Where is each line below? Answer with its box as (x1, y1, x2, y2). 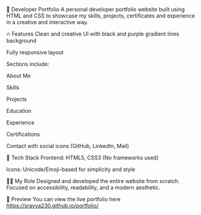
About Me (6, 72, 31, 79)
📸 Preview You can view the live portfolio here (6, 196, 121, 202)
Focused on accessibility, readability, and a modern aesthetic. (6, 184, 160, 191)
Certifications (6, 130, 41, 138)
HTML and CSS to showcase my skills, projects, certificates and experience (6, 12, 196, 19)
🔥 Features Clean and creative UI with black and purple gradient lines (6, 30, 180, 37)
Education (6, 107, 31, 114)
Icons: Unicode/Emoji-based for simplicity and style (6, 166, 136, 173)
